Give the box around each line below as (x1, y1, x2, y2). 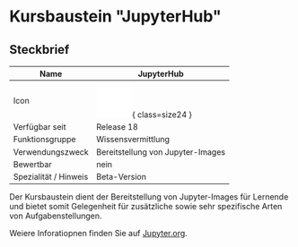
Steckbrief (9, 42, 70, 57)
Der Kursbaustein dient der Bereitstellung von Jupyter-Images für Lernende (9, 191, 289, 202)
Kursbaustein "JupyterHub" (9, 6, 222, 27)
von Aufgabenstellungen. (9, 210, 102, 221)
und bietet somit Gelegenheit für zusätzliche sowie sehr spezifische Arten (9, 200, 283, 211)
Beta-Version (96, 172, 146, 182)
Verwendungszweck (13, 146, 90, 158)
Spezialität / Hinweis (13, 172, 89, 182)
